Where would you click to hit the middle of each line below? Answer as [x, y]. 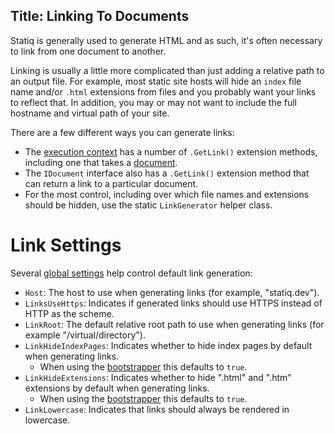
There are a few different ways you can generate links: [122, 132]
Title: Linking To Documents [100, 16]
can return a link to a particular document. [111, 183]
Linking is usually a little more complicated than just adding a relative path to [167, 70]
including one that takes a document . [101, 162]
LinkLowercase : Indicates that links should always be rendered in [157, 409]
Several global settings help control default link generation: [131, 273]
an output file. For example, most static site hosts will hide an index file [156, 81]
